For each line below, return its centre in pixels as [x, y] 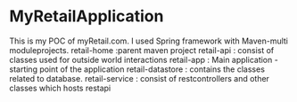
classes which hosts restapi [60, 88]
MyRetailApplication [87, 16]
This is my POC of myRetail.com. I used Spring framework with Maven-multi [148, 41]
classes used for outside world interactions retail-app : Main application [141, 59]
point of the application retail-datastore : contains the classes [153, 69]
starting [24, 69]
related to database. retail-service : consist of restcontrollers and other [140, 78]
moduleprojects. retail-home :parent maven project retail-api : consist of [142, 50]
